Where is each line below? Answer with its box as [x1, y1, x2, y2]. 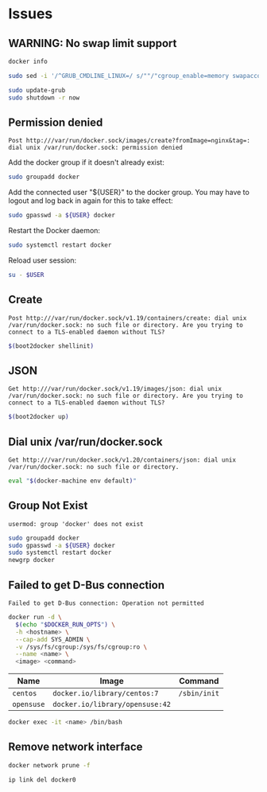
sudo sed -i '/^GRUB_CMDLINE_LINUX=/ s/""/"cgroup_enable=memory [8, 72, 229, 80]
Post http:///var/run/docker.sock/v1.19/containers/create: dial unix [8, 314, 247, 322]
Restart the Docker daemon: [8, 226, 101, 236]
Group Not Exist [8, 499, 88, 513]
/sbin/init [178, 689, 220, 698]
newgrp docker [8, 556, 56, 564]
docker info [8, 57, 48, 65]
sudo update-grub [8, 86, 66, 94]
